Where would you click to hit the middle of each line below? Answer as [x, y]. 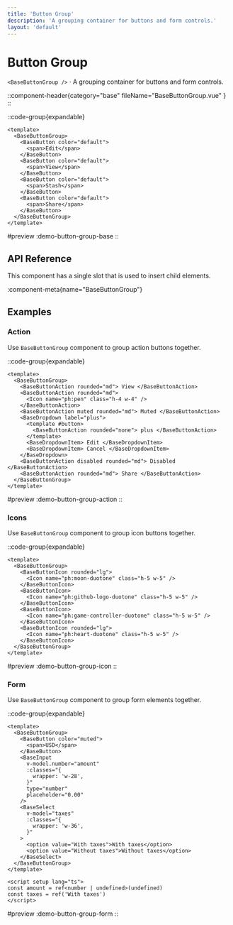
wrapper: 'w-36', [58, 826]
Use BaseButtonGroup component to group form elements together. [104, 700]
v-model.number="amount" [63, 764]
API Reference [40, 259]
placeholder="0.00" [55, 795]
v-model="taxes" [50, 814]
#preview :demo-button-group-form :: [63, 914]
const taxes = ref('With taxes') [57, 894]
